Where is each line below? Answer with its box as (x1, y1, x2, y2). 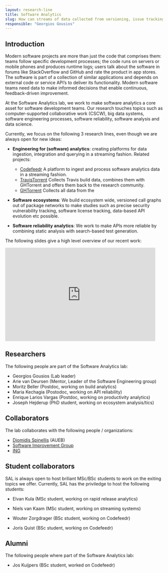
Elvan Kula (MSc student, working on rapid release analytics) (12, 495, 138, 501)
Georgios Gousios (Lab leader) (12, 373, 76, 379)
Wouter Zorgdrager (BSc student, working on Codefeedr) (12, 515, 130, 521)
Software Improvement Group (12, 442, 74, 448)
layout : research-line (5, 7, 52, 12)
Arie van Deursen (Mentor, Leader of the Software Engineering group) (12, 378, 156, 384)
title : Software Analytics (5, 12, 61, 17)
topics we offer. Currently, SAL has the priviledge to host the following (5, 480, 149, 486)
